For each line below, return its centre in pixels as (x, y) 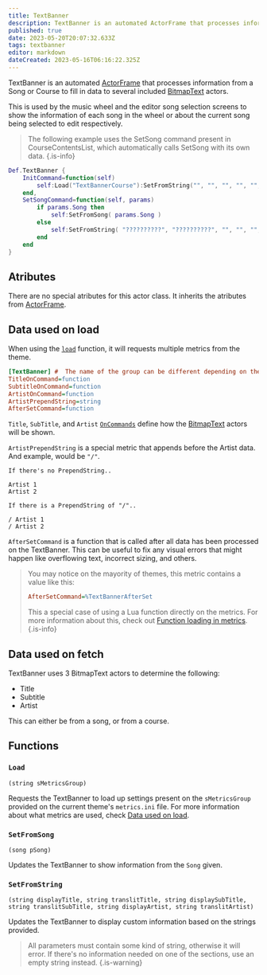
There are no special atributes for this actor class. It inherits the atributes (127, 296)
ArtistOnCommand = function (51, 394)
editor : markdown (37, 53)
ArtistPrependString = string (55, 401)
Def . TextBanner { (37, 170)
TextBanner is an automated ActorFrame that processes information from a (131, 82)
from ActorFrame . (37, 304)
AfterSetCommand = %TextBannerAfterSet (90, 597)
